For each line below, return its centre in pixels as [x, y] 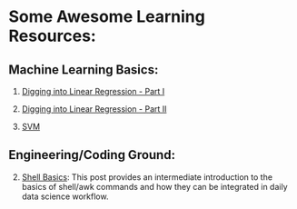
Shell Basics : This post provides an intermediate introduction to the [147, 177]
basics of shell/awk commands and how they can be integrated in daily [154, 186]
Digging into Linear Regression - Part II [94, 109]
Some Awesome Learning [107, 17]
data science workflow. [65, 196]
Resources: [52, 36]
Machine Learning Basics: [84, 70]
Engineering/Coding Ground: [92, 155]
